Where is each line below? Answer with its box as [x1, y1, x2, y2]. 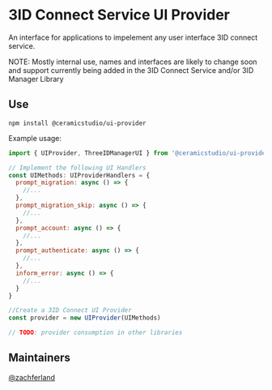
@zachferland [8, 372, 55, 382]
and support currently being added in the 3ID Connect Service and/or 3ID [8, 65, 254, 75]
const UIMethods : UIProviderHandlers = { [8, 171, 151, 179]
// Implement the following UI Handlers [8, 164, 147, 172]
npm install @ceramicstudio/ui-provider [8, 119, 147, 127]
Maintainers [8, 351, 71, 365]
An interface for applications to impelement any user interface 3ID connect [8, 32, 258, 42]
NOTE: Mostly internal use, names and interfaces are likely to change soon [8, 57, 257, 66]
